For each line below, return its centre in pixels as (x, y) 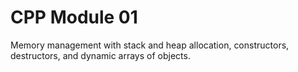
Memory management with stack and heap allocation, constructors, (150, 45)
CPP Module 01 (74, 17)
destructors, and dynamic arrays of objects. (100, 55)
